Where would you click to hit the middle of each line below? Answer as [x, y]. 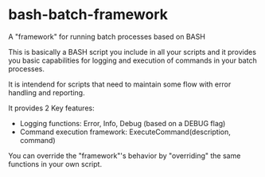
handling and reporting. [47, 92]
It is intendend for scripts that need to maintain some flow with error [120, 84]
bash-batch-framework [88, 15]
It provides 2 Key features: [51, 108]
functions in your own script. [55, 164]
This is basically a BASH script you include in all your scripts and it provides [132, 52]
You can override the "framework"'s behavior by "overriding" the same [125, 156]
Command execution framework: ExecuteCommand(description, [125, 132]
